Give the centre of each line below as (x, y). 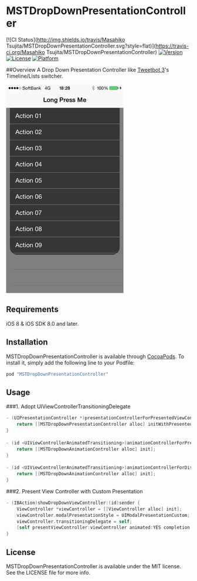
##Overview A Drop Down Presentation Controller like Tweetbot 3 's (88, 69)
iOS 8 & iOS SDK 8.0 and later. (43, 323)
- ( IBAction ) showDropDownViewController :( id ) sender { (73, 503)
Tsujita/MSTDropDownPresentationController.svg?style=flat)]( (81, 46)
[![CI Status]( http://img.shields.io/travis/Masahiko (66, 39)
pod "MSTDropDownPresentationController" (57, 374)
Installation (27, 342)
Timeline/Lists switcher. (35, 76)
